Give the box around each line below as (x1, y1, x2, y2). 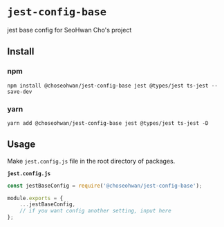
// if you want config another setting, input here (19, 208, 171, 215)
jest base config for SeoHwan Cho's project (7, 26, 132, 34)
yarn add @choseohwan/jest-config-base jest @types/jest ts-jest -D (7, 119, 209, 126)
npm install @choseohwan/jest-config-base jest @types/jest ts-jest (7, 82, 209, 89)
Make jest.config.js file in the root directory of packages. (7, 157, 176, 165)
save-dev (7, 88, 32, 95)
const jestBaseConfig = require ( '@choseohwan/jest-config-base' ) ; (7, 182, 203, 189)
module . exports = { (7, 195, 64, 201)
